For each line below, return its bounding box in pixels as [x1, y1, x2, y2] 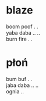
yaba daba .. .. [6, 29, 41, 36]
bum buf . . [6, 75, 33, 82]
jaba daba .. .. [6, 82, 39, 89]
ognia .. [6, 87, 24, 95]
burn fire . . [6, 35, 33, 42]
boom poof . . [6, 23, 39, 30]
